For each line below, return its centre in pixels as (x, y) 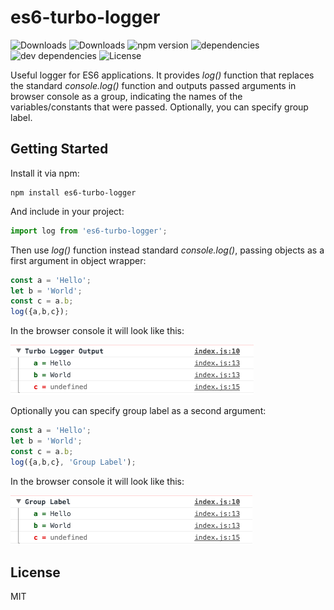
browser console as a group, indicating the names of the (126, 96)
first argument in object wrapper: (78, 260)
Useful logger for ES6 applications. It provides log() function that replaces (162, 75)
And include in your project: (67, 211)
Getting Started (59, 149)
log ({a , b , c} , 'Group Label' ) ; (73, 462)
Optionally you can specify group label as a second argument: (138, 411)
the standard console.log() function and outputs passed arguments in (153, 85)
